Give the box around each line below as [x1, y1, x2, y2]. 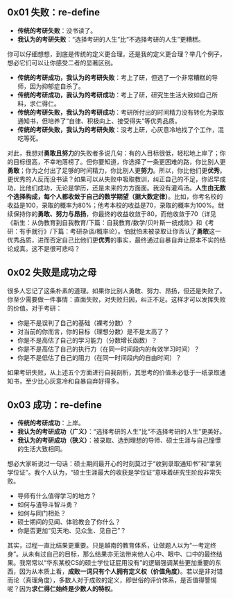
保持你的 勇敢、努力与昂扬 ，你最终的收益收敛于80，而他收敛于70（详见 [12, 209, 217, 218]
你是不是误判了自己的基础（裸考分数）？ [17, 318, 133, 327]
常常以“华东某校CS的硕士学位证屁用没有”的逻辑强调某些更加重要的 [25, 559, 216, 567]
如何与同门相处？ [17, 509, 67, 518]
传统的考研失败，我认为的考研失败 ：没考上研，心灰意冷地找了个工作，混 [17, 125, 224, 133]
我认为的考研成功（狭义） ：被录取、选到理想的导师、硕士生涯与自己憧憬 [17, 436, 221, 445]
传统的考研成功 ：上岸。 [17, 419, 85, 427]
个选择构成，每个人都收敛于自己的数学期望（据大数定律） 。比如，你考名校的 [7, 192, 223, 200]
